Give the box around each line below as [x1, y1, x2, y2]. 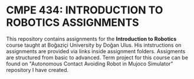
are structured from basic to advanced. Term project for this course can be [6, 54, 189, 61]
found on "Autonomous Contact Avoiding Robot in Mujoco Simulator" [6, 60, 173, 67]
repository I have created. [6, 66, 69, 73]
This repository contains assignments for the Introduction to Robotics [6, 35, 177, 42]
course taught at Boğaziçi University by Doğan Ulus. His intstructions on [6, 42, 182, 49]
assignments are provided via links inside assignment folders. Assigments [6, 47, 186, 54]
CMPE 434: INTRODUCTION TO [6, 4, 163, 17]
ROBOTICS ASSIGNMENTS [6, 16, 140, 29]
